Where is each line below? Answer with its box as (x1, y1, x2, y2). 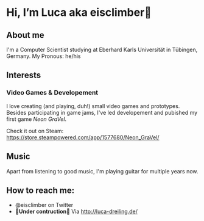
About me (6, 30, 44, 40)
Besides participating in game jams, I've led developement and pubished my (6, 109, 198, 116)
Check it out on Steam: (6, 127, 64, 134)
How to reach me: (6, 185, 75, 195)
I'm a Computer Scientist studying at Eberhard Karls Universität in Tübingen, (6, 46, 198, 53)
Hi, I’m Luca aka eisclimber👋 (6, 5, 152, 20)
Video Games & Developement (6, 89, 99, 97)
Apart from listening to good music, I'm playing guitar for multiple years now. (6, 167, 199, 175)
